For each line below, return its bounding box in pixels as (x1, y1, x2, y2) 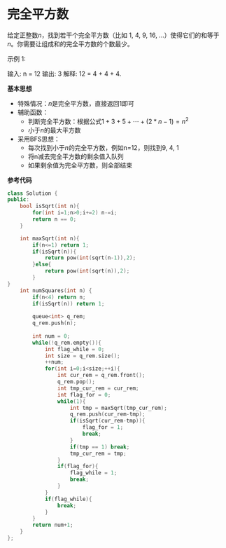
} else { (32, 261, 52, 268)
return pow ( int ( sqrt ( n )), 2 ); (44, 268, 130, 275)
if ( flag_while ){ (44, 495, 92, 502)
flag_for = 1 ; (82, 424, 124, 431)
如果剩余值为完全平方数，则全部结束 (27, 160, 133, 169)
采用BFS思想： (17, 135, 61, 143)
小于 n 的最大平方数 (27, 125, 81, 134)
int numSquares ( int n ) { (20, 287, 92, 294)
